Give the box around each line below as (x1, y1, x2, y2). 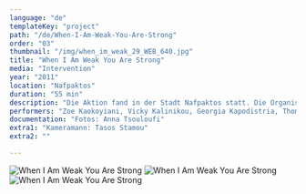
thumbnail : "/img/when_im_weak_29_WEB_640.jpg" (9, 47, 194, 56)
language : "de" (9, 13, 67, 23)
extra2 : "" (9, 132, 51, 141)
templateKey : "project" (9, 22, 100, 31)
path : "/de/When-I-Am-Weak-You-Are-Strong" (9, 30, 178, 39)
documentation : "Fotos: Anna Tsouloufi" (9, 115, 166, 124)
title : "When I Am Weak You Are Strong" (9, 56, 166, 65)
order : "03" (9, 38, 55, 48)
